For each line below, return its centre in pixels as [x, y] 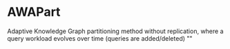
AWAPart [34, 12]
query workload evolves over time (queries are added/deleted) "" [100, 38]
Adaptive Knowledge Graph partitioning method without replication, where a [115, 31]
